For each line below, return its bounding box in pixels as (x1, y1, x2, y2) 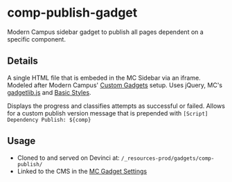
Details (7, 55, 38, 67)
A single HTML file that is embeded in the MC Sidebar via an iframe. (7, 73, 201, 82)
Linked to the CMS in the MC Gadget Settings (17, 167, 148, 175)
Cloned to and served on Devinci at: (17, 154, 120, 162)
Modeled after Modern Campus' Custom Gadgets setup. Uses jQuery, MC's (7, 81, 223, 89)
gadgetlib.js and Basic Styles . (7, 88, 91, 96)
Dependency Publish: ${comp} (7, 116, 91, 123)
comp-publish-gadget (7, 5, 138, 21)
